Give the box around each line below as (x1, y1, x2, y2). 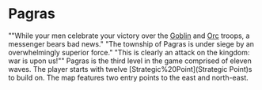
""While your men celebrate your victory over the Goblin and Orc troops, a (8, 31, 250, 40)
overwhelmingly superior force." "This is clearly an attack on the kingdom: (8, 47, 250, 57)
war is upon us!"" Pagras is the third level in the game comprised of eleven (8, 56, 252, 66)
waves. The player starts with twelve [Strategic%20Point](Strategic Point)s (8, 64, 253, 73)
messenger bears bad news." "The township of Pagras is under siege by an (8, 39, 255, 48)
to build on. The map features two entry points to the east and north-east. (8, 73, 249, 82)
